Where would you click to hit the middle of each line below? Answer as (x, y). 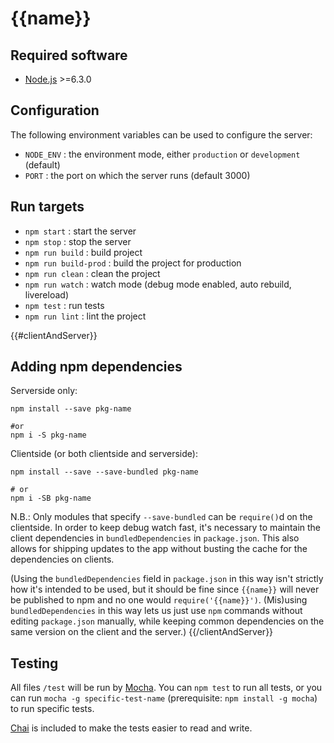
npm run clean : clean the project (92, 273)
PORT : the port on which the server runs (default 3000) (137, 175)
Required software (69, 55)
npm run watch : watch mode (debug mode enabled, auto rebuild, (158, 284)
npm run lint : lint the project (85, 316)
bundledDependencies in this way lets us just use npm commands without (156, 611)
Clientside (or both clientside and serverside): (104, 454)
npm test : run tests (64, 305)
